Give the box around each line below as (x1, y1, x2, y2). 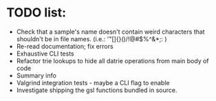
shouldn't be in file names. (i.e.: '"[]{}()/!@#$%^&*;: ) (16, 34, 167, 43)
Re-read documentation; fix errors (16, 42, 114, 50)
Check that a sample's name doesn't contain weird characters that (16, 27, 205, 36)
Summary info (16, 71, 56, 80)
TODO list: (6, 5, 67, 21)
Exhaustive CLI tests (16, 49, 74, 58)
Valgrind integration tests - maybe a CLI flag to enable (16, 78, 170, 87)
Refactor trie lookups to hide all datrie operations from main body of (16, 56, 209, 65)
